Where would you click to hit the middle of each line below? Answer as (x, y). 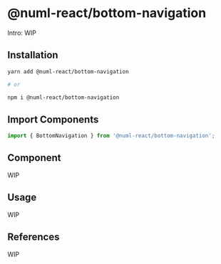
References (34, 237)
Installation (33, 55)
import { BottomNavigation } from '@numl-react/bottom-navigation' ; (111, 136)
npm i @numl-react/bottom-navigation (63, 97)
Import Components (53, 119)
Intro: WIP (22, 33)
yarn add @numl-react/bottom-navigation (68, 72)
